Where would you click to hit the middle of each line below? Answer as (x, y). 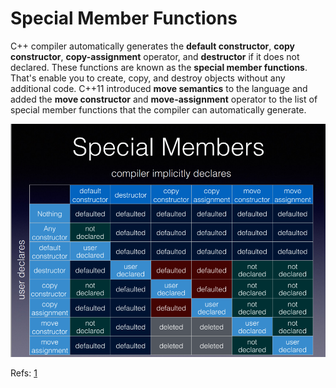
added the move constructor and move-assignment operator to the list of (164, 99)
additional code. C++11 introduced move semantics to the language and (159, 88)
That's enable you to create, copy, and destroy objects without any (148, 78)
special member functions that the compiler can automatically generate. (158, 109)
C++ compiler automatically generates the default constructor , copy (152, 46)
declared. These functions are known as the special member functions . (159, 67)
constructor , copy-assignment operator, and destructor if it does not (155, 56)
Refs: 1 (24, 373)
